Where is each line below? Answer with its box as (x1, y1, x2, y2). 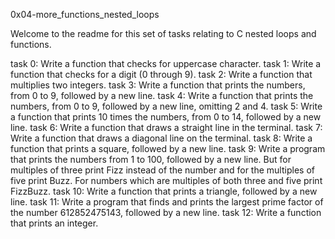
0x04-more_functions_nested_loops (10, 9, 160, 20)
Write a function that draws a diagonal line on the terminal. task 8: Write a (10, 132, 313, 144)
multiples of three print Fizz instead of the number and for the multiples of (10, 164, 315, 176)
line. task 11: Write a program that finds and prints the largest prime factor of (10, 196, 324, 208)
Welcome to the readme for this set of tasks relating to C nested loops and (10, 28, 317, 39)
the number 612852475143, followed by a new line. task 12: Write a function (10, 207, 322, 218)
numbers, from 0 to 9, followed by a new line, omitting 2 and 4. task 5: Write (10, 100, 323, 112)
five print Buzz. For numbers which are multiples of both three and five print (10, 175, 323, 186)
